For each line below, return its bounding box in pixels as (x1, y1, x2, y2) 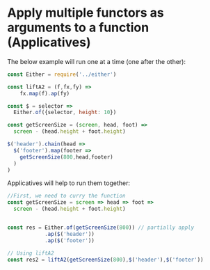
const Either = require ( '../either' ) (7, 71, 117, 78)
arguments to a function (7, 19, 150, 35)
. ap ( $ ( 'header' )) (44, 230, 95, 237)
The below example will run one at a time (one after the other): (7, 57, 186, 65)
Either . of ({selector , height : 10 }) (13, 109, 117, 116)
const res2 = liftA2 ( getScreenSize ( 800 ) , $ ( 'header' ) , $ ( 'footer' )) (7, 256, 204, 263)
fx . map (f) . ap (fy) (19, 90, 70, 97)
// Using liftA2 (7, 249, 54, 257)
